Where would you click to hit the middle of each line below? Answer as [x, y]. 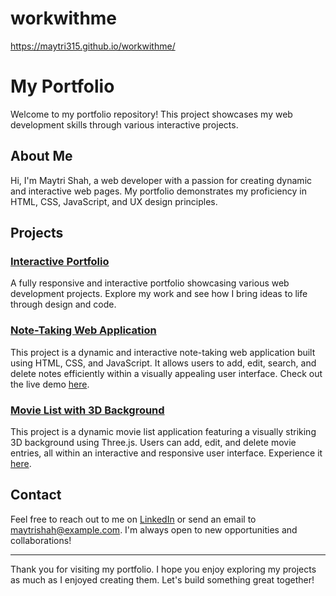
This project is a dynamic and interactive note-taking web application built [163, 352]
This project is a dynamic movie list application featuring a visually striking [163, 431]
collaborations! [41, 540]
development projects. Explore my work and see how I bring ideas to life [159, 294]
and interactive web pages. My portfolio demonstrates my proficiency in [158, 191]
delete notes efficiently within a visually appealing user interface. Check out [166, 373]
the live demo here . [50, 384]
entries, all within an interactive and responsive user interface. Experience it [166, 453]
